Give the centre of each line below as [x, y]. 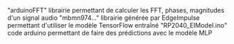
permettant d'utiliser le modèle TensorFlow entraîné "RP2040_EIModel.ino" [117, 25]
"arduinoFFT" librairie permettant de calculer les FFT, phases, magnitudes [116, 10]
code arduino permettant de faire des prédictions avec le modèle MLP [110, 33]
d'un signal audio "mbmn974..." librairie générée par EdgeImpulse [104, 18]
